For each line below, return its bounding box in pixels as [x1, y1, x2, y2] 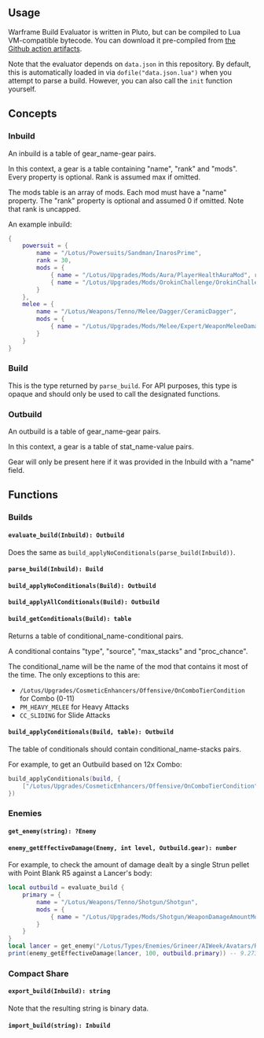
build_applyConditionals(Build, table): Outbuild [8, 728, 174, 737]
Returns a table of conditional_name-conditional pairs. [8, 631, 184, 641]
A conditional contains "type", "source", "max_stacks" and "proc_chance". [8, 646, 248, 656]
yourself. [8, 84, 37, 94]
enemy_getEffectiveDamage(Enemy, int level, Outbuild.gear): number [8, 844, 237, 852]
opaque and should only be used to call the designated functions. [8, 389, 221, 398]
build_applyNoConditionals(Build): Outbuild [8, 582, 156, 589]
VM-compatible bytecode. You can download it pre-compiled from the [8, 35, 236, 45]
